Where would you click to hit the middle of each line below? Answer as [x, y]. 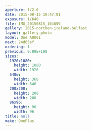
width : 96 [24, 112]
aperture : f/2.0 [22, 10]
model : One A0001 [23, 38]
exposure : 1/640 [22, 19]
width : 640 [25, 84]
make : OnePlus [20, 121]
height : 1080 [27, 65]
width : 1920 [26, 70]
